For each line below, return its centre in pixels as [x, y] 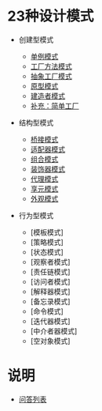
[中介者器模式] [54, 331]
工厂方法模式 [51, 66]
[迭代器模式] [50, 321]
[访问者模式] [50, 281]
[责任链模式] [50, 271]
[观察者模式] [50, 262]
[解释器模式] [50, 291]
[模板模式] [47, 232]
